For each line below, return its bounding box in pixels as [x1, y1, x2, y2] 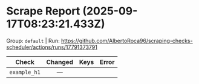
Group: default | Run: [6, 37, 60, 44]
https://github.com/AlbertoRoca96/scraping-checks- [60, 37, 193, 44]
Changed [46, 57, 74, 66]
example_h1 [9, 68, 41, 76]
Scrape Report [6, 4, 80, 18]
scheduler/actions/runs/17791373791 [6, 44, 98, 51]
